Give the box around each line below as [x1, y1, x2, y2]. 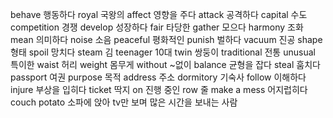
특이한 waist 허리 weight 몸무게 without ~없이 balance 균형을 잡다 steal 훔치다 [10, 59, 321, 70]
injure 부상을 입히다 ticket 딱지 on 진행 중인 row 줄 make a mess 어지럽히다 [10, 84, 308, 95]
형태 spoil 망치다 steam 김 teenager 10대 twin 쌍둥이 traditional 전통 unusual [10, 46, 316, 58]
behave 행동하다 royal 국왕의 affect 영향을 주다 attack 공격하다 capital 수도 [10, 9, 308, 20]
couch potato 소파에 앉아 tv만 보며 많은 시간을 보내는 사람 [10, 96, 238, 108]
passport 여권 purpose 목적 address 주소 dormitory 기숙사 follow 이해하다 [10, 71, 307, 83]
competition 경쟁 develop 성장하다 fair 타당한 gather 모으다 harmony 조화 [10, 21, 304, 33]
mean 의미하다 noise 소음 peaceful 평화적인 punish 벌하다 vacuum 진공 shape [10, 34, 323, 45]
